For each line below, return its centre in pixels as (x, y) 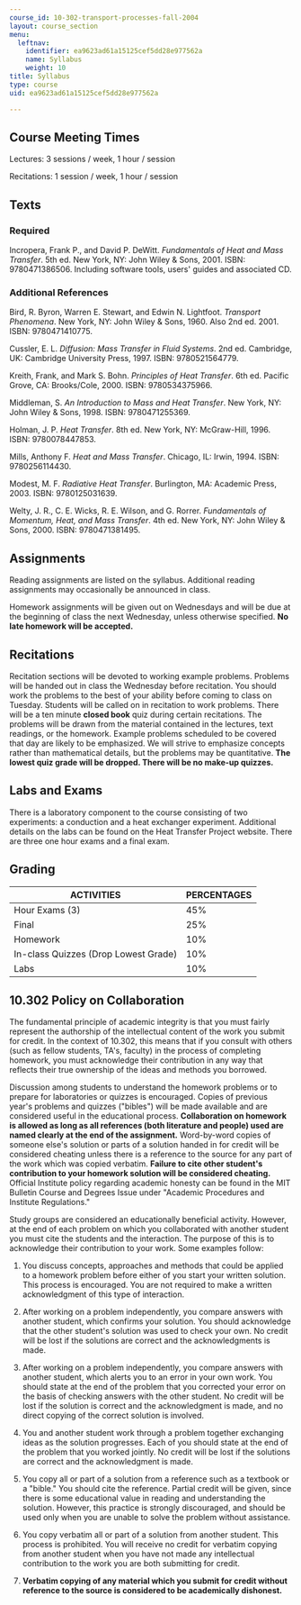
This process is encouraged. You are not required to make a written (147, 1285)
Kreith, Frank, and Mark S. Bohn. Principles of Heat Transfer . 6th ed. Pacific (149, 376)
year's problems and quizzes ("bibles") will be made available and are (138, 1106)
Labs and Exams (56, 790)
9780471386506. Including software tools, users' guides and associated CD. (150, 269)
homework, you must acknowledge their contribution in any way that (136, 1060)
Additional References (59, 292)
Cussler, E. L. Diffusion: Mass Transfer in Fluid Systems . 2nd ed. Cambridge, (151, 349)
